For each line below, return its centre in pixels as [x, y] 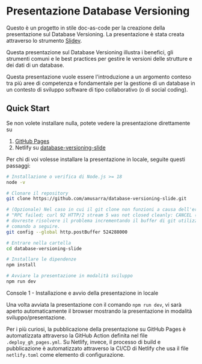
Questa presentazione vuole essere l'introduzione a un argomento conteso [99, 77]
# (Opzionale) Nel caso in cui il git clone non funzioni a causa [91, 210]
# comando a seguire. [33, 226]
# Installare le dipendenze [41, 259]
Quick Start [28, 109]
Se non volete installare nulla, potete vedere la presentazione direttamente [98, 123]
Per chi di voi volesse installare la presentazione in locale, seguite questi [96, 159]
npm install [21, 265]
